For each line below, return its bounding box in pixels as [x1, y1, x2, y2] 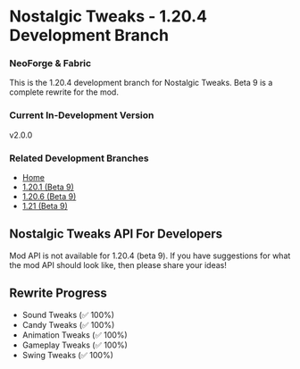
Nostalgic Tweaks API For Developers [9, 226, 223, 242]
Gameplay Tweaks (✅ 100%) [21, 340, 128, 350]
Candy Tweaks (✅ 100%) [21, 319, 115, 330]
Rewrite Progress [9, 286, 107, 301]
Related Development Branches [9, 152, 149, 164]
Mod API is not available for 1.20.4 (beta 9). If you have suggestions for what [9, 250, 291, 261]
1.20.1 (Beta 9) [21, 181, 74, 193]
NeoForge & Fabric [9, 57, 92, 70]
